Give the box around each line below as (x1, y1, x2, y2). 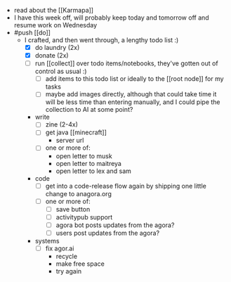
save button (55, 205, 91, 213)
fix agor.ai (45, 244, 74, 252)
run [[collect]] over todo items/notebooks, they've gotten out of (34, 59, 219, 68)
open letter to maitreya (55, 159, 121, 167)
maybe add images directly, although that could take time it (45, 90, 217, 98)
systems (34, 236, 60, 245)
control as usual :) (34, 67, 87, 76)
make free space (55, 259, 105, 268)
